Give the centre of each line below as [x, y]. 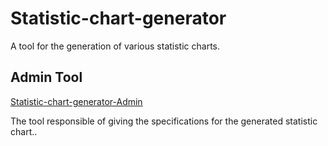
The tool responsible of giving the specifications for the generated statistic [164, 121]
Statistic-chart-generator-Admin [76, 101]
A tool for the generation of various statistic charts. [115, 46]
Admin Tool [46, 77]
